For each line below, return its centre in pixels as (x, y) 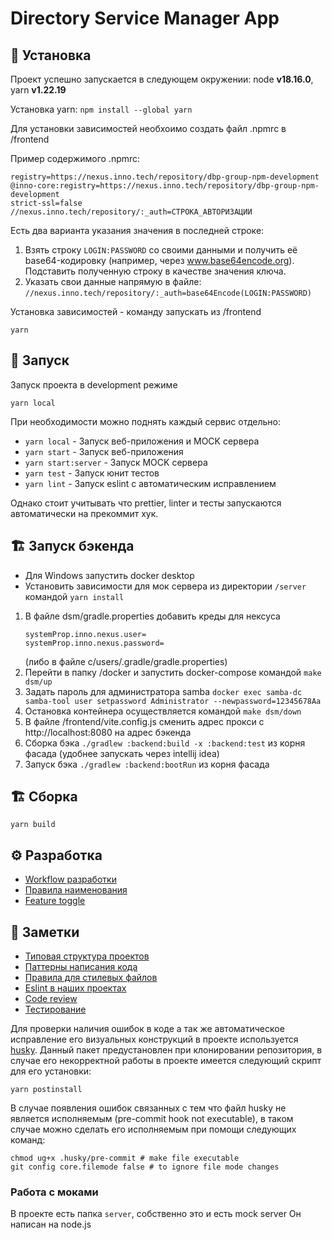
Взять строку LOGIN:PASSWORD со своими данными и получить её (161, 250)
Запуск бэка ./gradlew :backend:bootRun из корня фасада (147, 764)
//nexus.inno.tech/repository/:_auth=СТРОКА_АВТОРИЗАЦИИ (131, 212)
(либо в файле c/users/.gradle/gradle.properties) (126, 661)
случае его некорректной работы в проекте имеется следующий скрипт (166, 1061)
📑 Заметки (45, 932)
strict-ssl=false (46, 203)
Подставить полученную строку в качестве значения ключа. (155, 271)
